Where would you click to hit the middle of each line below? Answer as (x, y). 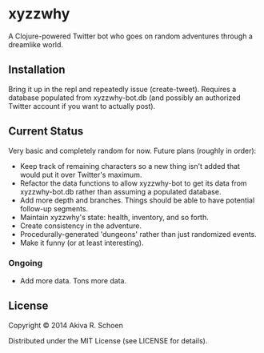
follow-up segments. (54, 208)
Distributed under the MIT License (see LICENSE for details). (108, 340)
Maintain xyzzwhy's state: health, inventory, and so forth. (114, 217)
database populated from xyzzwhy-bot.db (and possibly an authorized (125, 98)
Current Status (46, 132)
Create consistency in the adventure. (81, 226)
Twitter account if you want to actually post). (82, 106)
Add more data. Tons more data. (73, 280)
